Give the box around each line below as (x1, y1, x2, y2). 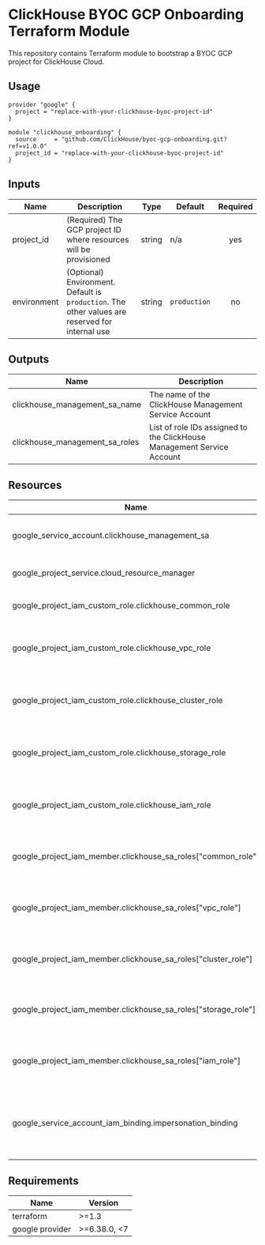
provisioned (66, 254, 110, 265)
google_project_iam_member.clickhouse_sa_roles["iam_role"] (12, 1055, 241, 1066)
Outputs (8, 352, 50, 366)
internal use (66, 325, 110, 337)
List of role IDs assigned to (148, 422, 248, 433)
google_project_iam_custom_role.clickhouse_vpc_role (12, 642, 211, 653)
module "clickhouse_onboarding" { (8, 128, 122, 136)
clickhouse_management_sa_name (12, 399, 142, 410)
